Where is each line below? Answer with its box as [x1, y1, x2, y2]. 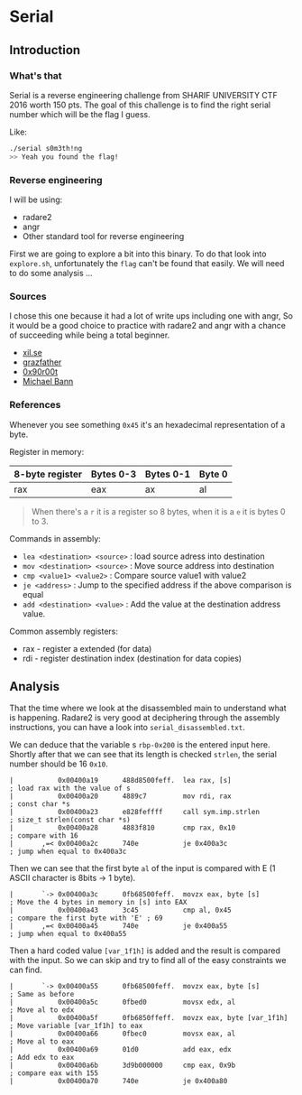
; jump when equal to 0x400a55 [9, 930, 127, 939]
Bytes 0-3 [90, 468, 137, 480]
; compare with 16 [9, 831, 78, 840]
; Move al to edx [9, 1006, 75, 1015]
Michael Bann [22, 376, 74, 387]
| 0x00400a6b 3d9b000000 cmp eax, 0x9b [9, 1061, 236, 1071]
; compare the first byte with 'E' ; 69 [9, 914, 164, 923]
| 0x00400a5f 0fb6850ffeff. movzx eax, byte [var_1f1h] [9, 1014, 288, 1023]
